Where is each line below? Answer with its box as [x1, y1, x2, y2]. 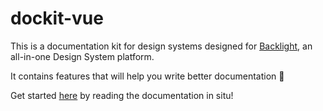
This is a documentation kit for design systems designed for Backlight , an [10, 40, 313, 52]
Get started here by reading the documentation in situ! [10, 89, 234, 101]
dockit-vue [10, 7, 104, 30]
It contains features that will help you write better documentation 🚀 [10, 70, 285, 82]
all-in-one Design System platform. [10, 50, 155, 62]
